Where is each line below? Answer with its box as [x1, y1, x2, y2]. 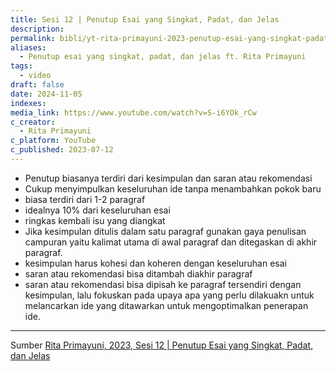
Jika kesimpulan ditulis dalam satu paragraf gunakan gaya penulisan [24, 225, 307, 237]
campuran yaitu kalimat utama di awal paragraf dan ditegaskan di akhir [24, 236, 318, 248]
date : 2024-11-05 [10, 89, 83, 99]
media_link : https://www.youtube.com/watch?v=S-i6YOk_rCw [10, 107, 257, 118]
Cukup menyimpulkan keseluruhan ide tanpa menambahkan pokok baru [24, 182, 322, 195]
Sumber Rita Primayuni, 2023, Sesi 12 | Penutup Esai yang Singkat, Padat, [10, 339, 314, 351]
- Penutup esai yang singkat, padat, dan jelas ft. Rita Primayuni [19, 52, 307, 62]
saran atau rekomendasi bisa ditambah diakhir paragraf [24, 267, 253, 280]
